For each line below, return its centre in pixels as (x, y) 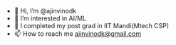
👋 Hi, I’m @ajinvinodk (45, 11)
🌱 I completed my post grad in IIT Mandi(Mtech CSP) (92, 26)
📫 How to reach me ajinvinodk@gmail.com (77, 34)
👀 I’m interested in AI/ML (50, 18)
